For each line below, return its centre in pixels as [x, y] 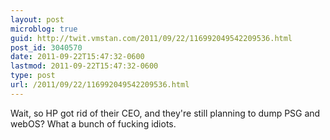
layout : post [37, 19]
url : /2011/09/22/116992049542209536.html [100, 85]
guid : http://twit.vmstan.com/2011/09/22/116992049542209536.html [151, 38]
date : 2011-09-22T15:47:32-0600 [77, 57]
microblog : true [44, 29]
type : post [33, 76]
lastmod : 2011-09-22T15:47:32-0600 [84, 66]
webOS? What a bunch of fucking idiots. [93, 123]
